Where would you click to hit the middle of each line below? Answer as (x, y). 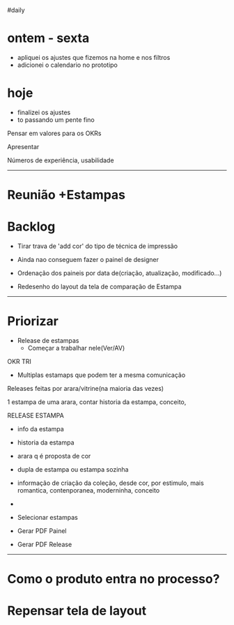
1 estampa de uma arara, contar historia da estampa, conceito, (97, 402)
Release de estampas (48, 340)
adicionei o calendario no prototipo (68, 65)
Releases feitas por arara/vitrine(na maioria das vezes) (86, 388)
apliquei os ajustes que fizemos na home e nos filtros (94, 57)
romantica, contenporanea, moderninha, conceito (88, 490)
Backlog (31, 227)
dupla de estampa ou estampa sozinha (73, 469)
